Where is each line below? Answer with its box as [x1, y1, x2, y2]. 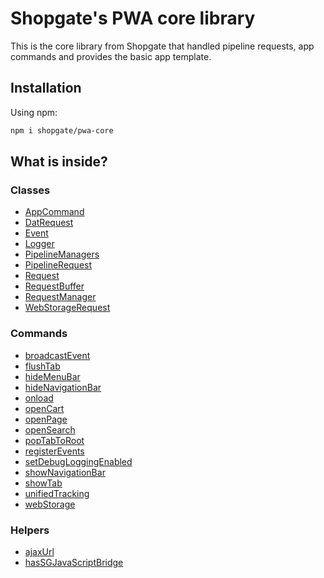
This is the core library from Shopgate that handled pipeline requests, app [10, 40, 315, 52]
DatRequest [24, 217, 74, 229]
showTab [24, 477, 63, 489]
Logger [24, 238, 55, 250]
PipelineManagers [24, 248, 100, 261]
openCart [24, 402, 65, 414]
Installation [10, 80, 82, 97]
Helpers [10, 523, 50, 537]
